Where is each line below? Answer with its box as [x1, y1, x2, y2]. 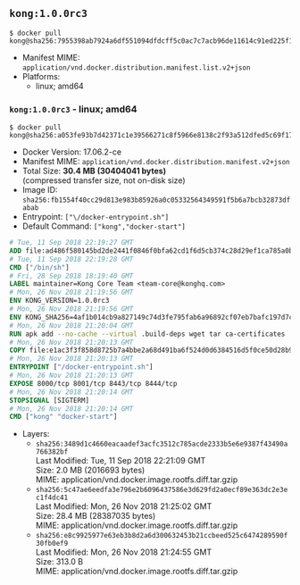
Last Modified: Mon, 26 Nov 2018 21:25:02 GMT [35, 501, 212, 512]
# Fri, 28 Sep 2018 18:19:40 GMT [9, 272, 134, 280]
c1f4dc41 [35, 493, 69, 503]
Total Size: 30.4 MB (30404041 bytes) [21, 165, 167, 177]
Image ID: [21, 185, 58, 196]
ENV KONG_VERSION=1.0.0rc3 [9, 297, 110, 305]
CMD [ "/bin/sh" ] [9, 263, 70, 272]
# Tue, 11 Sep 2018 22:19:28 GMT [9, 255, 134, 263]
